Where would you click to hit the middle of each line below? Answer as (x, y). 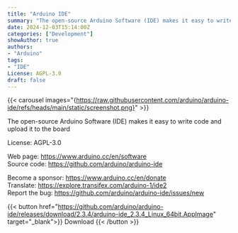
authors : (20, 47)
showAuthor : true (33, 40)
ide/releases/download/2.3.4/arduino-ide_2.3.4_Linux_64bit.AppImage (110, 215)
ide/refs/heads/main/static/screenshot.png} (71, 108)
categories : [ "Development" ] (50, 34)
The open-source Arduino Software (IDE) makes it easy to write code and (114, 121)
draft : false (27, 80)
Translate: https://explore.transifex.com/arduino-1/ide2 (87, 185)
